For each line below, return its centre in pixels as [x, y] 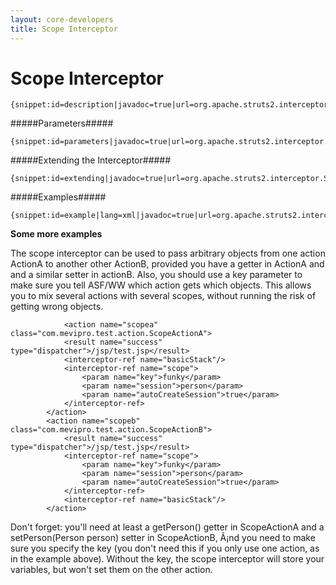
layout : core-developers [62, 19]
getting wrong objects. [57, 307]
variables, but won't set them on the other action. [111, 570]
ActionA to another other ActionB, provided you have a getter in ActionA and [167, 264]
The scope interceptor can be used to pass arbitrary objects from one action [168, 253]
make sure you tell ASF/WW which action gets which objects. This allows [161, 285]
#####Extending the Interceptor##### [91, 160]
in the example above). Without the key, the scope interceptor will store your [167, 559]
